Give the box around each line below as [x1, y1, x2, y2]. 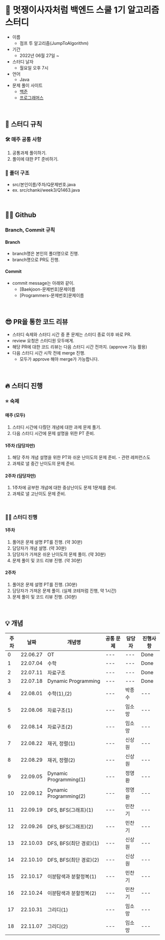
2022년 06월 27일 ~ [19, 52, 59, 58]
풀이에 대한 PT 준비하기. [12, 156, 59, 162]
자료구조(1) [47, 706, 73, 713]
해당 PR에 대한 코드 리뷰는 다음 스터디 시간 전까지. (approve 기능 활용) [12, 344, 147, 350]
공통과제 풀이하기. [12, 150, 47, 156]
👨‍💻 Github [5, 211, 37, 219]
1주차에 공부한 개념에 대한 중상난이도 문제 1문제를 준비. [12, 485, 117, 491]
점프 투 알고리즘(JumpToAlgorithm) [19, 40, 89, 46]
